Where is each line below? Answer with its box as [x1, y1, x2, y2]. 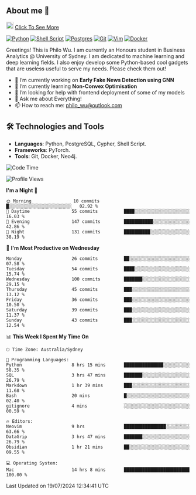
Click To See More [14, 23, 60, 30]
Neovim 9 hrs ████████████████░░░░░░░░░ [6, 423, 190, 429]
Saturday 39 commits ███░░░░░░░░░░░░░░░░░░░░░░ [6, 307, 190, 313]
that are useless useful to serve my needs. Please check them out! [6, 65, 167, 72]
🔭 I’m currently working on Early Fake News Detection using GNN [14, 76, 174, 83]
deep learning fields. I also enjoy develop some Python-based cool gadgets [6, 59, 188, 66]
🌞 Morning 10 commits [6, 198, 100, 204]
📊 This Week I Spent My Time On [6, 333, 89, 340]
